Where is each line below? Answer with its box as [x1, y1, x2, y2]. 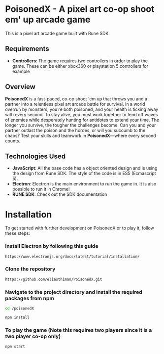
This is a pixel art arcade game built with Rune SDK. [5, 30, 110, 36]
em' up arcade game [5, 14, 91, 25]
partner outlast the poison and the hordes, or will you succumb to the [5, 127, 146, 133]
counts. [5, 137, 21, 144]
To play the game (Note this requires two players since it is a [5, 326, 152, 333]
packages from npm [5, 295, 54, 302]
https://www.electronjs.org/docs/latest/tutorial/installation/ [5, 254, 140, 259]
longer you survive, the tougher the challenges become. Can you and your [5, 122, 156, 128]
